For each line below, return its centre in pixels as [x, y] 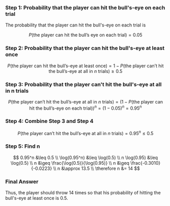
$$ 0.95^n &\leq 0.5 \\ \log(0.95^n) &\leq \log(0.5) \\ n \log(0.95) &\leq [86, 158]
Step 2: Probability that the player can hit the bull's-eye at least [85, 48]
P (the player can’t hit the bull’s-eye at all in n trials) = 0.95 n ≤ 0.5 [86, 133]
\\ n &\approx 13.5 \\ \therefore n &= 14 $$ [96, 168]
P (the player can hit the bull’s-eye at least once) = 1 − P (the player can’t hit [86, 66]
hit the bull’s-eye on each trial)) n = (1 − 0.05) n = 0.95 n [86, 108]
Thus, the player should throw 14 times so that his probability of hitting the [83, 193]
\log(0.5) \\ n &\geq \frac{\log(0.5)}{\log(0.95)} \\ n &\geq [70, 163]
